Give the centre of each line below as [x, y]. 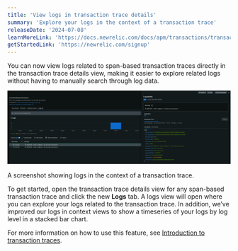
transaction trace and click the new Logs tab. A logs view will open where [115, 197]
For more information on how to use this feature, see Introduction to [106, 233]
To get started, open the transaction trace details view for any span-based [116, 189]
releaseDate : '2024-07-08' [47, 30]
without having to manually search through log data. [83, 81]
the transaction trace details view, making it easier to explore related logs [114, 74]
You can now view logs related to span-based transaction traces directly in [117, 66]
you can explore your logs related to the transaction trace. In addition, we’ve [119, 204]
